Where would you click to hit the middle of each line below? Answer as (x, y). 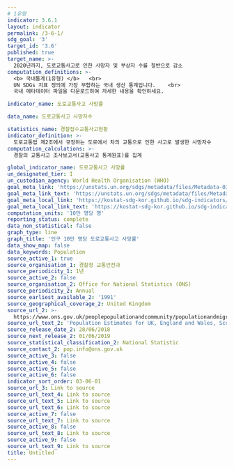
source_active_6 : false (42, 375)
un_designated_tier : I (40, 174)
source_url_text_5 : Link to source (59, 401)
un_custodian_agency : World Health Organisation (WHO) (88, 181)
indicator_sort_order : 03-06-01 (54, 382)
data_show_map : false (39, 245)
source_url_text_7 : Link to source (59, 420)
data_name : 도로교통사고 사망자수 (50, 117)
